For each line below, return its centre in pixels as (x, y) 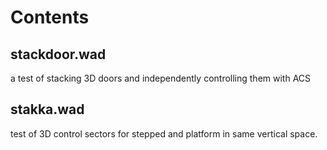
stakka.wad (47, 109)
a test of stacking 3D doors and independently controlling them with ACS (161, 78)
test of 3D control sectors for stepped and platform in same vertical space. (164, 133)
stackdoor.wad (58, 54)
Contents (50, 17)
